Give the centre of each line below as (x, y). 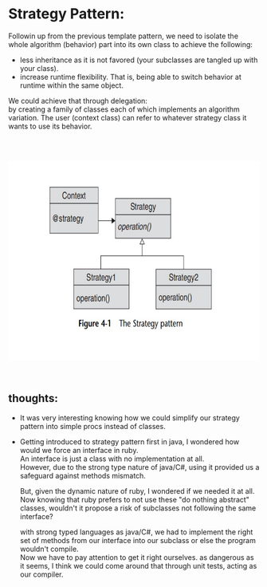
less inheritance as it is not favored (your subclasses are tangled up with (139, 60)
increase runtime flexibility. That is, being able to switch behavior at (130, 77)
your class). (39, 68)
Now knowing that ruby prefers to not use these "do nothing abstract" (134, 499)
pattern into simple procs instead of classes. (92, 426)
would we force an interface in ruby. (79, 450)
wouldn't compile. (49, 549)
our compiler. (41, 574)
